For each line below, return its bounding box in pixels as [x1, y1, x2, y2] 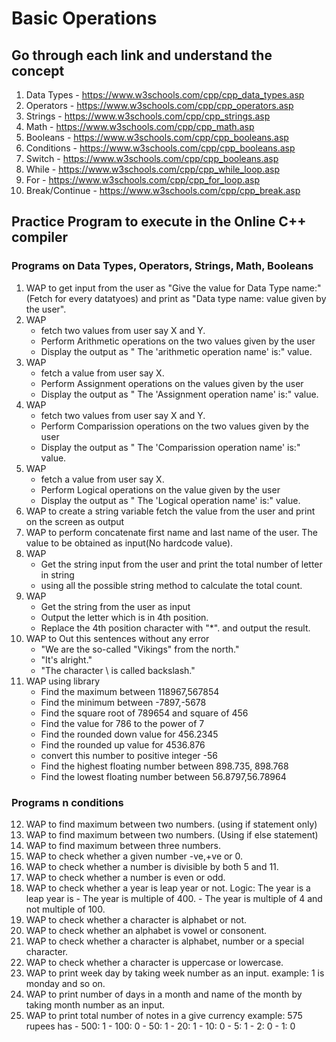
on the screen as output [25, 515, 125, 527]
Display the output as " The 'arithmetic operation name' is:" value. [40, 345, 313, 357]
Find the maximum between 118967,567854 [40, 685, 220, 697]
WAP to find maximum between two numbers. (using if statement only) [25, 818, 318, 830]
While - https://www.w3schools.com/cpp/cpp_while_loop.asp [25, 163, 280, 175]
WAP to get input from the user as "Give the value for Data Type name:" [25, 282, 322, 294]
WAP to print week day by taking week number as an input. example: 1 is [25, 967, 325, 979]
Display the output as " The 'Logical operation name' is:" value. [40, 494, 301, 506]
